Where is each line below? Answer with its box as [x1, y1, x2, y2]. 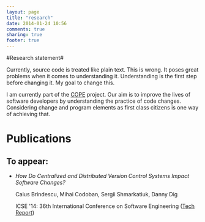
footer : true [6, 37, 40, 43]
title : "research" [6, 15, 53, 21]
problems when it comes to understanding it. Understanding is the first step [6, 73, 197, 80]
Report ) [15, 209, 35, 216]
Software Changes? [15, 179, 66, 186]
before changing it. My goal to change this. [6, 79, 115, 86]
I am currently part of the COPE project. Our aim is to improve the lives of [6, 91, 191, 98]
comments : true [6, 26, 45, 32]
